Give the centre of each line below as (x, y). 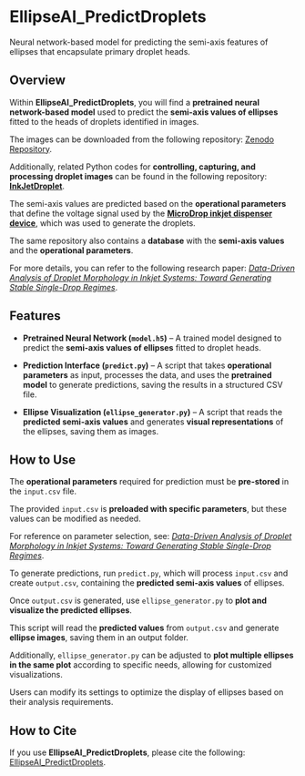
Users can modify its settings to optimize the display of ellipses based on (147, 692)
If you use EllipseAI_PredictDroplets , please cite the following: (127, 752)
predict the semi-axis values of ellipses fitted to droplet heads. (142, 347)
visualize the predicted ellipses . (71, 610)
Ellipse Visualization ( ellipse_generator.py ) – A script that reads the (152, 412)
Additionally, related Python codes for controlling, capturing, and (133, 167)
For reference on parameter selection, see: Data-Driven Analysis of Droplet (151, 536)
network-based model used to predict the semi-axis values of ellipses (144, 112)
